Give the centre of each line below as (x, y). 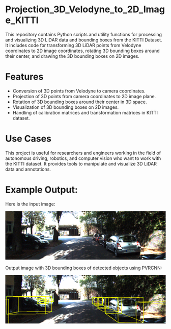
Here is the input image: (30, 204)
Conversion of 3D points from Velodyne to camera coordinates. (79, 91)
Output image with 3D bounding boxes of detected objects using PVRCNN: (84, 268)
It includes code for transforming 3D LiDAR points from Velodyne (73, 45)
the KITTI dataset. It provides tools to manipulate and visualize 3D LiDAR (81, 163)
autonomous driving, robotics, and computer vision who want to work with (83, 158)
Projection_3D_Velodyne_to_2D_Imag (85, 9)
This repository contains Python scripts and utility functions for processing (83, 34)
